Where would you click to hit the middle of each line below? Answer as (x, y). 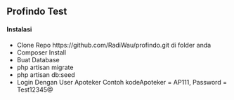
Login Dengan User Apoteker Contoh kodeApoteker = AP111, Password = (122, 82)
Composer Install (41, 52)
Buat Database (38, 59)
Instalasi (19, 29)
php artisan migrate (45, 67)
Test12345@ (35, 90)
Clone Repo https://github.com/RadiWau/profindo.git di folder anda (114, 45)
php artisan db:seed (46, 74)
